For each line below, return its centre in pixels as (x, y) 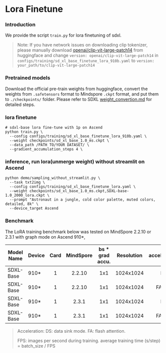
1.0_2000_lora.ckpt (25, 196)
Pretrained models (28, 78)
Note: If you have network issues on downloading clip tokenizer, (82, 45)
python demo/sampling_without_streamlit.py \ (53, 178)
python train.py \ (24, 132)
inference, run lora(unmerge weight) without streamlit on (75, 162)
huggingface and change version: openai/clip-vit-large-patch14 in (88, 55)
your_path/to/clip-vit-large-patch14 (56, 65)
